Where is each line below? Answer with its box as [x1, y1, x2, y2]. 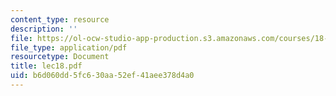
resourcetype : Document [10, 52, 110, 62]
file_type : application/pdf [10, 42, 128, 53]
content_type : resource [10, 14, 110, 25]
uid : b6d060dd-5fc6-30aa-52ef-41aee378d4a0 [10, 71, 195, 81]
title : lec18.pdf [10, 61, 83, 71]
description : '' [10, 24, 78, 34]
